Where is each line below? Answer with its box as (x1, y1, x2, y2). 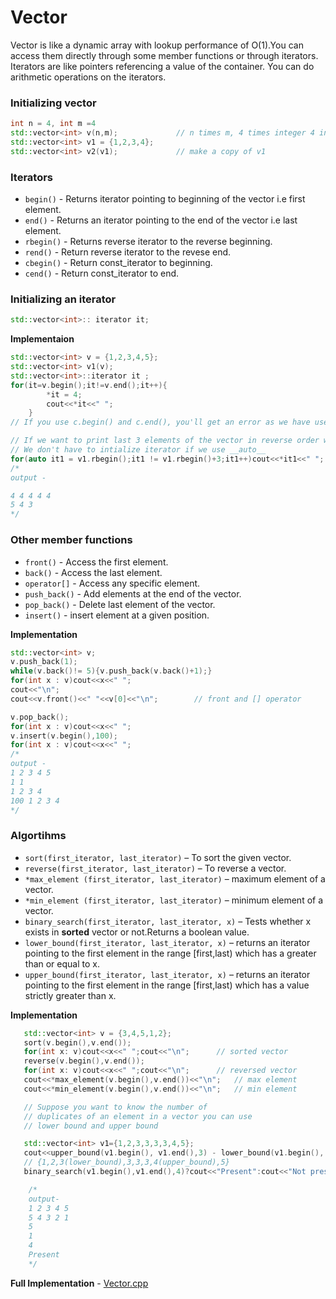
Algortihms (10, 829, 67, 843)
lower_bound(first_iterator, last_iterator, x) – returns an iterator (24, 936, 311, 948)
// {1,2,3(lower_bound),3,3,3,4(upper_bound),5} (23, 1157, 230, 1168)
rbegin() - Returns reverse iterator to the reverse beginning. (24, 236, 273, 248)
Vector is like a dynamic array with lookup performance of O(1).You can (10, 39, 304, 51)
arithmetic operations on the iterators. (10, 71, 167, 83)
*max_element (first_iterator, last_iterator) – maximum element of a (24, 872, 326, 885)
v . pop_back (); (10, 712, 70, 722)
